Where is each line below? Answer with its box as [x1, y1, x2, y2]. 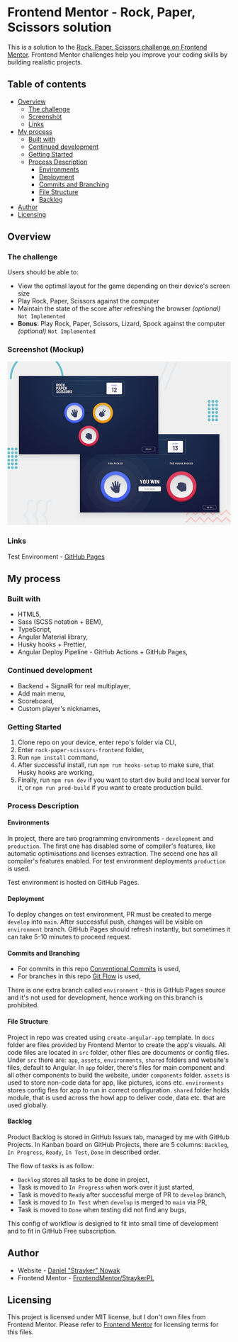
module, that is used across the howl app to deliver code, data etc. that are [7, 1093, 226, 1102]
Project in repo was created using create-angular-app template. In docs [7, 1033, 215, 1041]
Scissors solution [7, 19, 112, 35]
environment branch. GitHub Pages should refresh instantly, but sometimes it [7, 925, 231, 934]
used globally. [7, 1100, 48, 1109]
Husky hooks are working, [17, 768, 94, 776]
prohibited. [7, 1001, 39, 1010]
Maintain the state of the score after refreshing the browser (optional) [17, 304, 221, 313]
